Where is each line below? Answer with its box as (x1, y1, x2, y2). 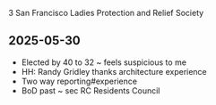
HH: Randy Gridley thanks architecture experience (21, 66, 207, 77)
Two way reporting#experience (21, 76, 138, 86)
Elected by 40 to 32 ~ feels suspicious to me (21, 57, 187, 68)
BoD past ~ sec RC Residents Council (21, 85, 160, 96)
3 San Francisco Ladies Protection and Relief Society (8, 8, 204, 18)
